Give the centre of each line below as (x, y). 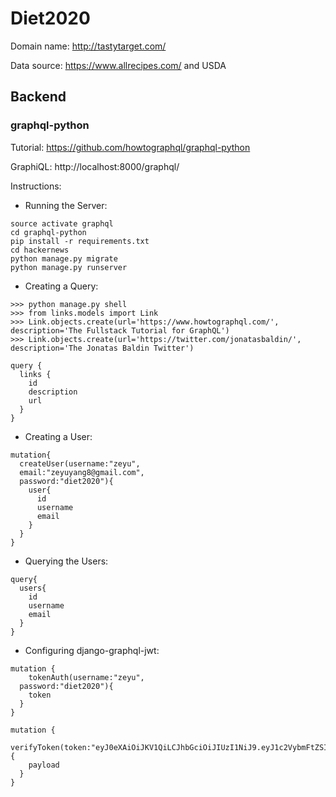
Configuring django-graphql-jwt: (92, 650)
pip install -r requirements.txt (80, 241)
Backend (38, 97)
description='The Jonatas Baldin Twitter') (102, 348)
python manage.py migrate (64, 258)
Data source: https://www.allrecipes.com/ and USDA (118, 65)
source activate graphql (62, 223)
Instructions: (36, 186)
